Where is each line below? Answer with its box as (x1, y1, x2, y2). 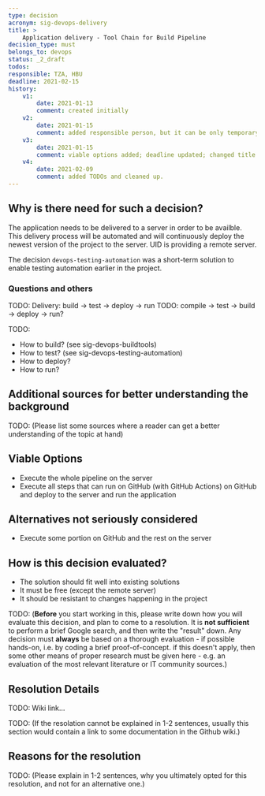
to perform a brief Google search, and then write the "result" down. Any (8, 626, 242, 635)
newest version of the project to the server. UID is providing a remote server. (8, 240, 257, 249)
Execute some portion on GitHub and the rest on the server (19, 534, 212, 543)
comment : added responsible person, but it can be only (36, 128, 224, 136)
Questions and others (8, 283, 93, 294)
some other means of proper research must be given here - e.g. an (8, 651, 226, 660)
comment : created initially (36, 107, 129, 115)
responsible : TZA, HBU (8, 70, 83, 78)
